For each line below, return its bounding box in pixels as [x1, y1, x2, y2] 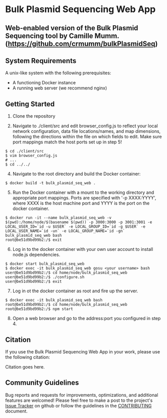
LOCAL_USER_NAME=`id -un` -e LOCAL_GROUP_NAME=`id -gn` [5, 229, 125, 234]
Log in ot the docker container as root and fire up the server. [12, 288, 138, 294]
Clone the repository [12, 113, 55, 119]
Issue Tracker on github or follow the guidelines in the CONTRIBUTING [5, 402, 152, 408]
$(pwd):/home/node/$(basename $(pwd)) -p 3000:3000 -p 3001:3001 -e [5, 220, 152, 225]
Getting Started [5, 99, 55, 108]
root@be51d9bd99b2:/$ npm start [5, 306, 73, 311]
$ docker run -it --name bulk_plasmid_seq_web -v [5, 216, 112, 221]
